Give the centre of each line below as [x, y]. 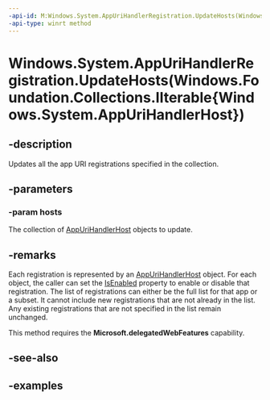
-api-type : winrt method [50, 23]
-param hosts [35, 212]
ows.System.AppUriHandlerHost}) [127, 115]
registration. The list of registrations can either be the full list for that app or [133, 292]
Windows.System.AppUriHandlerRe [131, 63]
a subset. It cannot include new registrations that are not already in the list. [132, 300]
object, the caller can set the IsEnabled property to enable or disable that [129, 283]
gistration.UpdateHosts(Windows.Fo [134, 80]
